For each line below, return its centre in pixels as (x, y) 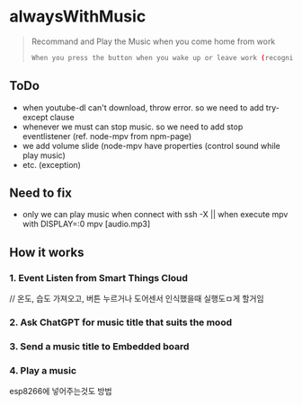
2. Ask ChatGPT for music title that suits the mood (120, 322)
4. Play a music (43, 370)
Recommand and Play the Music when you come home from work (153, 41)
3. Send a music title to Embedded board (99, 346)
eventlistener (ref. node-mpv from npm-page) (107, 136)
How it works (47, 252)
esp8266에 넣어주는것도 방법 (61, 392)
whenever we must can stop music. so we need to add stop (133, 127)
